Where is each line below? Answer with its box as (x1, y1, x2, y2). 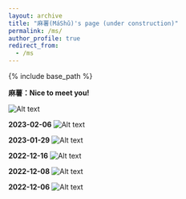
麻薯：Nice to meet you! (8, 88, 90, 97)
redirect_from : (8, 42, 59, 50)
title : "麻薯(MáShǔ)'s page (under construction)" (8, 19, 179, 27)
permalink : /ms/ (8, 27, 63, 35)
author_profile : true (8, 34, 81, 43)
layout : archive (8, 11, 63, 20)
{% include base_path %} (8, 72, 93, 81)
